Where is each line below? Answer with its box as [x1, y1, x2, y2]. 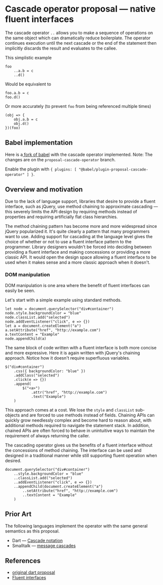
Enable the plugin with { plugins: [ [5, 166, 77, 172]
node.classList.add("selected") [5, 315, 70, 320]
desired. [5, 458, 22, 464]
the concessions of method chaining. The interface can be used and [5, 447, 142, 453]
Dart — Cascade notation [12, 537, 63, 543]
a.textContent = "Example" [5, 332, 60, 337]
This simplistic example [5, 54, 52, 60]
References [5, 557, 41, 565]
